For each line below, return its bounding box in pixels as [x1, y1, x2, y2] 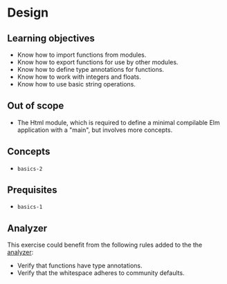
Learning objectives [7, 32, 96, 44]
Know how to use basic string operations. [17, 80, 136, 88]
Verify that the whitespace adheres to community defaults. [17, 269, 185, 277]
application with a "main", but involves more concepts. [17, 126, 173, 134]
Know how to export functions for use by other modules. [17, 58, 179, 66]
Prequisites [7, 184, 57, 196]
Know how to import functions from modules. [17, 50, 147, 59]
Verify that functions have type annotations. [17, 261, 143, 270]
